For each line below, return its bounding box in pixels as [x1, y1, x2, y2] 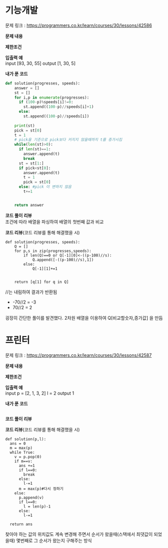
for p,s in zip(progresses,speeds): [14, 248, 92, 254]
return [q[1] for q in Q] [14, 279, 69, 284]
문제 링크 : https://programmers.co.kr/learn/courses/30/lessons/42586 [5, 22, 152, 28]
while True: [10, 450, 35, 455]
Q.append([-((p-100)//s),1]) [32, 257, 94, 262]
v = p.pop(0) [14, 454, 42, 459]
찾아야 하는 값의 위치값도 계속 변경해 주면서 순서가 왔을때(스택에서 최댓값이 [5, 531, 153, 537]
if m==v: [14, 458, 33, 463]
